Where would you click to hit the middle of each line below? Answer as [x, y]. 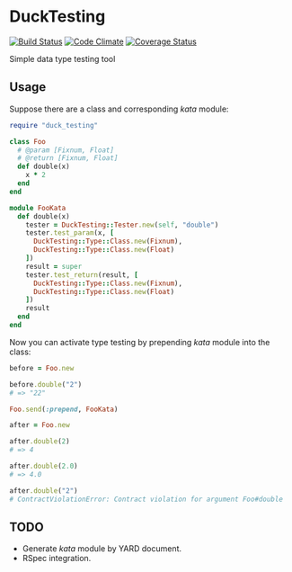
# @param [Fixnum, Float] [66, 150]
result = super [54, 266]
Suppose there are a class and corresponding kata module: [119, 109]
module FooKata [38, 208]
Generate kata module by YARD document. [102, 549]
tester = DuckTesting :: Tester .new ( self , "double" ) [122, 225]
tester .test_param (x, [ [70, 233]
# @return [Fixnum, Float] [68, 158]
